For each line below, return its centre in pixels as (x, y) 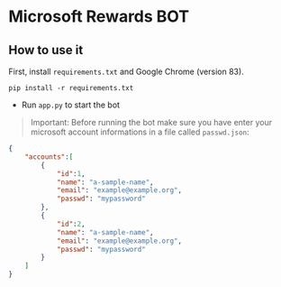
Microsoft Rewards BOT (99, 17)
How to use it (46, 50)
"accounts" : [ (49, 157)
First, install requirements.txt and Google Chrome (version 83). (126, 71)
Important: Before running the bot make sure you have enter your (151, 122)
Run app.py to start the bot (71, 105)
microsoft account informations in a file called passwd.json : (140, 132)
